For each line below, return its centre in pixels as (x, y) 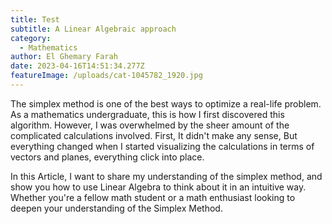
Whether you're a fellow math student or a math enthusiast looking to (153, 197)
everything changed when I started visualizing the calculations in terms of (162, 146)
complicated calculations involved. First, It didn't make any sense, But (154, 135)
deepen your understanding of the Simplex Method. (116, 208)
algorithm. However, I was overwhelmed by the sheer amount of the (150, 125)
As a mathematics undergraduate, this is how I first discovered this (147, 114)
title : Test (35, 19)
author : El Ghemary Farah (64, 57)
